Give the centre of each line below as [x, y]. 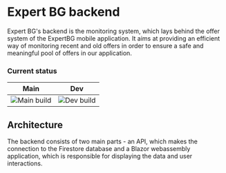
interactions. [25, 163]
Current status [32, 71]
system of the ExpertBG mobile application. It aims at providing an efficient [114, 38]
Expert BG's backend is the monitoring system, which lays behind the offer [113, 31]
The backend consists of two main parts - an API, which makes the [103, 141]
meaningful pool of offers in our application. [70, 53]
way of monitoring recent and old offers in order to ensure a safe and [105, 45]
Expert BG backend [64, 12]
